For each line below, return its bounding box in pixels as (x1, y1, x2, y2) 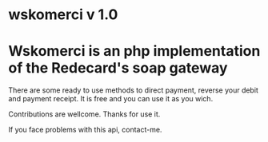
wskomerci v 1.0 (8, 6, 118, 24)
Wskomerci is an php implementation (8, 42, 261, 61)
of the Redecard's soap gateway (8, 59, 228, 77)
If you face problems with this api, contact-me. (8, 125, 162, 135)
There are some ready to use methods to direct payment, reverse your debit (8, 85, 258, 95)
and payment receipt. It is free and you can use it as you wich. (8, 94, 214, 104)
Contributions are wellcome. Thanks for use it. (8, 109, 161, 119)
